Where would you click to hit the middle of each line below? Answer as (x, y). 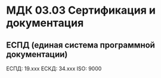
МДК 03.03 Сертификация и (81, 10)
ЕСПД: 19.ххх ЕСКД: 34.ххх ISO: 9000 (54, 68)
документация (45, 23)
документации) (37, 54)
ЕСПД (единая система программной (80, 45)
